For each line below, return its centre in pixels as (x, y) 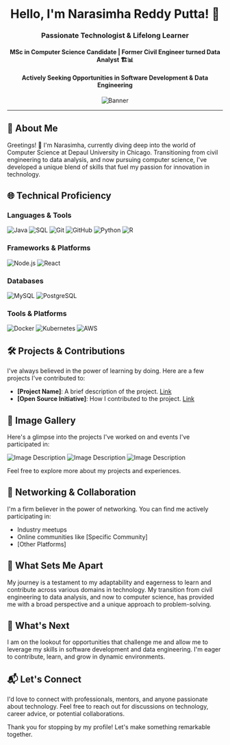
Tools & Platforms (37, 313)
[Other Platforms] (41, 544)
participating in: (29, 516)
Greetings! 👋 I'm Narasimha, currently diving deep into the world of (102, 145)
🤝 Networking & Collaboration (72, 493)
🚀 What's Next (38, 625)
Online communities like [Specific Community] (82, 537)
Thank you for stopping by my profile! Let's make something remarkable (109, 727)
